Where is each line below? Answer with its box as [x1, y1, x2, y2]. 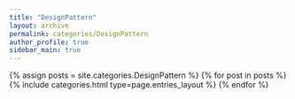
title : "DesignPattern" [9, 12, 97, 22]
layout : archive [9, 21, 69, 30]
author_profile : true [9, 37, 89, 47]
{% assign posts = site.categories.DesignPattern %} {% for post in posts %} [9, 70, 287, 80]
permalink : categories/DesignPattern [9, 29, 149, 38]
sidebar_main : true [9, 46, 82, 55]
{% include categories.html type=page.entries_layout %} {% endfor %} [9, 80, 269, 90]
